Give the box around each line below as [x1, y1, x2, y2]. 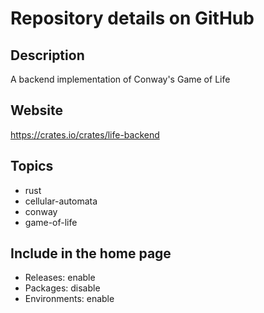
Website [10, 102, 63, 119]
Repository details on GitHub [10, 7, 255, 30]
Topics [10, 158, 54, 175]
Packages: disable [24, 282, 101, 294]
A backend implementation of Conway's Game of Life [10, 73, 231, 85]
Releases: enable [24, 272, 96, 284]
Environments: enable [24, 293, 115, 305]
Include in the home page [10, 245, 172, 262]
